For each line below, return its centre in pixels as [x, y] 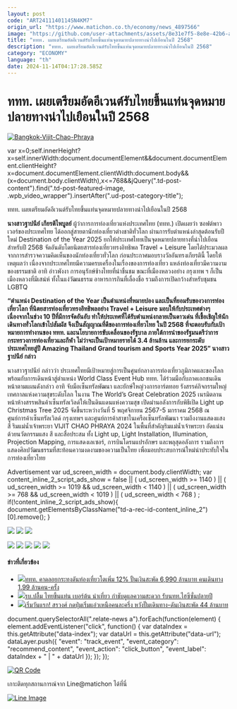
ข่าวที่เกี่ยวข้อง [23, 562]
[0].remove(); [26, 517]
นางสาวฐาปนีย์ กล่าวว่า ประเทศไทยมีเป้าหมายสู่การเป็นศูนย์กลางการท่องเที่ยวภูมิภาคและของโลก [115, 370]
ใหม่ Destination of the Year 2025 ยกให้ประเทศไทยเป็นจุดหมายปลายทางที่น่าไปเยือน [113, 239]
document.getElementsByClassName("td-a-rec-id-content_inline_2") [108, 509]
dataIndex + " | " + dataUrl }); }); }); [58, 656]
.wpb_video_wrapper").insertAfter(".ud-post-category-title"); [95, 196]
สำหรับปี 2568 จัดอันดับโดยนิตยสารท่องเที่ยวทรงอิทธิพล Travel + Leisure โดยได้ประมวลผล [117, 247]
